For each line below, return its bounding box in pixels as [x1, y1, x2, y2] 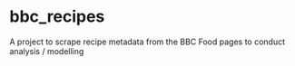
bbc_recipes [9, 6, 105, 27]
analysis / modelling [9, 45, 84, 56]
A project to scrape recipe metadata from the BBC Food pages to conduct [9, 36, 286, 47]
